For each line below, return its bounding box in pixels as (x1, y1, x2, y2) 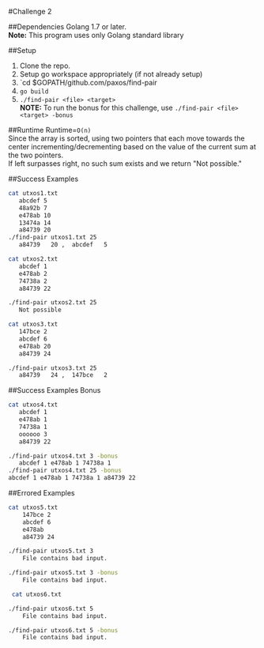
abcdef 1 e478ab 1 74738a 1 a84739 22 (8, 474, 136, 482)
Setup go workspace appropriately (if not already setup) (19, 70, 203, 78)
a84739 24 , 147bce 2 (18, 371, 108, 379)
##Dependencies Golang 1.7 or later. (8, 22, 127, 31)
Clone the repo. (19, 61, 71, 70)
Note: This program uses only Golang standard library (8, 31, 184, 40)
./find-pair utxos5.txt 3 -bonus (8, 569, 119, 577)
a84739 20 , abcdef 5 (18, 241, 108, 249)
